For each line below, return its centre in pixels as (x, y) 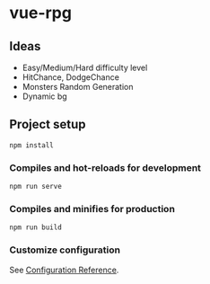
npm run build (36, 227)
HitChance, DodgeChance (70, 77)
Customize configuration (65, 250)
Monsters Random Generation (78, 87)
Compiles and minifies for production (92, 209)
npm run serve (36, 187)
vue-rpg (40, 13)
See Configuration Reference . (64, 270)
